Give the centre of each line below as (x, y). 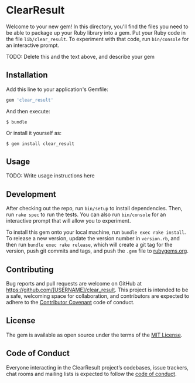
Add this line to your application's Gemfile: (57, 89)
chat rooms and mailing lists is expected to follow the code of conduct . (91, 374)
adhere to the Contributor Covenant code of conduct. (70, 303)
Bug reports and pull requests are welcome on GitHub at (74, 284)
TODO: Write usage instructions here (50, 176)
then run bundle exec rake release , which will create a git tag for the (89, 245)
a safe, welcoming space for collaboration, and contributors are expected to (97, 296)
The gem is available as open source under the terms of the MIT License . (94, 335)
